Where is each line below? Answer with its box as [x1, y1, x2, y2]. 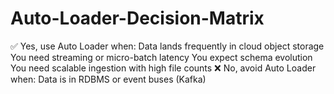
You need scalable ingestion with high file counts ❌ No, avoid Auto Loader [10, 62, 317, 74]
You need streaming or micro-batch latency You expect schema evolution [10, 51, 313, 63]
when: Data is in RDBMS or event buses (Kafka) [10, 73, 207, 85]
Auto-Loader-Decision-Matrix [10, 7, 265, 30]
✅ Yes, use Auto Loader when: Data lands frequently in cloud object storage [10, 40, 325, 52]
